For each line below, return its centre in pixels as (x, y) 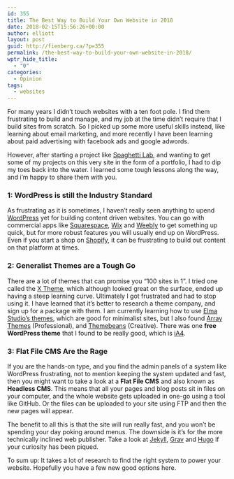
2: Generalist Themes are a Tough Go (72, 266)
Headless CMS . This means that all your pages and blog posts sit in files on (116, 389)
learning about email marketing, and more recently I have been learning (110, 134)
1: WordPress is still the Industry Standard (80, 195)
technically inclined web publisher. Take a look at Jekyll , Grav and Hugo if (113, 439)
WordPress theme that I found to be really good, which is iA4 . (96, 333)
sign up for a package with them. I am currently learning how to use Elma (112, 310)
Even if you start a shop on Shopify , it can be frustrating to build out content (116, 240)
